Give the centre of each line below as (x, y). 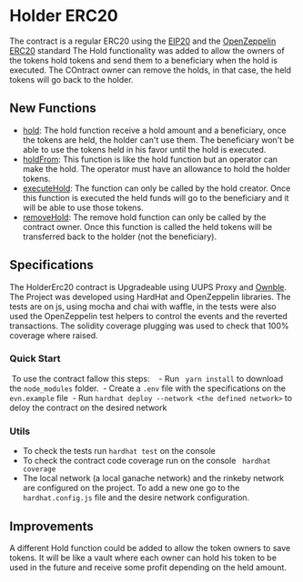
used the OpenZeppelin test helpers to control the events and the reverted (149, 316)
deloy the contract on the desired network (88, 407)
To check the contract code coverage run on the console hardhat (146, 461)
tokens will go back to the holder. (71, 79)
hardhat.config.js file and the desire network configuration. (136, 497)
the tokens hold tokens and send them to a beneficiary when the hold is (143, 60)
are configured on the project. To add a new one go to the (131, 488)
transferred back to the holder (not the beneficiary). (119, 236)
